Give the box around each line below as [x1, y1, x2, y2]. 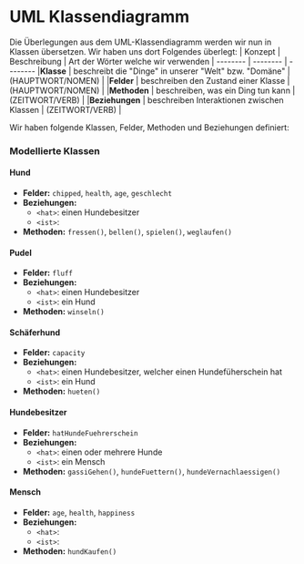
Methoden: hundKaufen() [22, 545, 117, 557]
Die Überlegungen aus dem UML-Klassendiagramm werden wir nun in [9, 36, 272, 47]
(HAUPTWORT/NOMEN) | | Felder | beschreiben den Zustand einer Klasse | [9, 75, 290, 86]
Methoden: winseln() [22, 306, 105, 317]
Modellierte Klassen [9, 144, 100, 157]
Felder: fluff [22, 267, 74, 279]
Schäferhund [9, 326, 61, 338]
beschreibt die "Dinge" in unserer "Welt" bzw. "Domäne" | [73, 66, 291, 77]
